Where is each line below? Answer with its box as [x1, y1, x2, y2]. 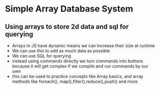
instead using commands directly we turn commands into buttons [12, 58, 143, 64]
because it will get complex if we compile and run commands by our [12, 64, 149, 69]
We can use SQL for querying [12, 53, 71, 59]
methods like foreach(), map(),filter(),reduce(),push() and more [12, 78, 138, 84]
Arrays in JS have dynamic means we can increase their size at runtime [12, 43, 155, 49]
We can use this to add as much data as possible [12, 48, 110, 53]
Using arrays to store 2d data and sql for [5, 23, 129, 31]
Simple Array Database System [5, 3, 133, 14]
